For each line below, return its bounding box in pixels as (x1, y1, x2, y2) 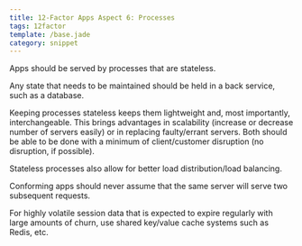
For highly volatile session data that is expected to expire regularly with (9, 208, 273, 219)
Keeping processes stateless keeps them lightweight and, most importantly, (9, 107, 290, 118)
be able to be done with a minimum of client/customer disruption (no (9, 136, 264, 147)
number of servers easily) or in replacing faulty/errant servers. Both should (9, 127, 288, 138)
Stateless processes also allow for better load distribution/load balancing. (9, 163, 282, 174)
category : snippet (9, 38, 78, 48)
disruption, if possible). (9, 146, 95, 157)
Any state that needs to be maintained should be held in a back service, (9, 80, 276, 91)
